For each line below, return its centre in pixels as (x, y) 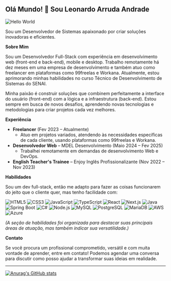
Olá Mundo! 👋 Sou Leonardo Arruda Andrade (77, 9)
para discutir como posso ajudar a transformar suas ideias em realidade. (81, 258)
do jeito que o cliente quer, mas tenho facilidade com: (62, 192)
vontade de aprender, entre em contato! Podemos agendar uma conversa (82, 253)
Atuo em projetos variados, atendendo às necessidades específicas (91, 135)
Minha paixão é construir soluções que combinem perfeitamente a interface (85, 93)
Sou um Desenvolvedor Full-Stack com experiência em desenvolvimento (81, 56)
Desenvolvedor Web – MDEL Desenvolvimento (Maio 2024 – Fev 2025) (88, 145)
